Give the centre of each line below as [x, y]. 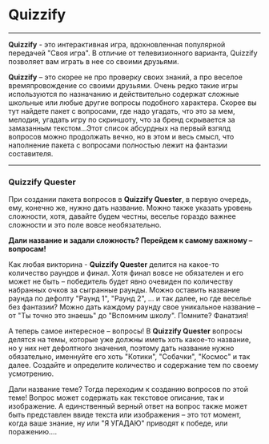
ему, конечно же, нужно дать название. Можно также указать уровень [130, 208]
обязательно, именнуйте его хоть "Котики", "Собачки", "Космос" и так [129, 357]
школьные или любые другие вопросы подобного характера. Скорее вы [133, 103]
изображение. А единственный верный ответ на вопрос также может [128, 406]
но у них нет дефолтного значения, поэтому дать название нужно [121, 348]
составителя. [31, 153]
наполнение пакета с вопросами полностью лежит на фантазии [118, 145]
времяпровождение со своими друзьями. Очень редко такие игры [123, 85]
